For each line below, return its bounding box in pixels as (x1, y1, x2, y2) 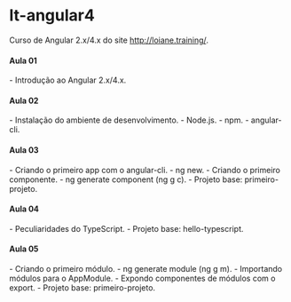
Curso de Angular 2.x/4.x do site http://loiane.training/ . (9, 35, 208, 45)
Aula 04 (9, 203, 40, 214)
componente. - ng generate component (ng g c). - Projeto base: (9, 174, 243, 185)
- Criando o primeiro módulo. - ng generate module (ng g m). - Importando (9, 263, 282, 274)
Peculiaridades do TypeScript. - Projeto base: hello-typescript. (14, 223, 244, 234)
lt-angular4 (9, 5, 95, 26)
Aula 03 (9, 144, 39, 155)
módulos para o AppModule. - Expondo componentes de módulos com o (9, 273, 276, 283)
